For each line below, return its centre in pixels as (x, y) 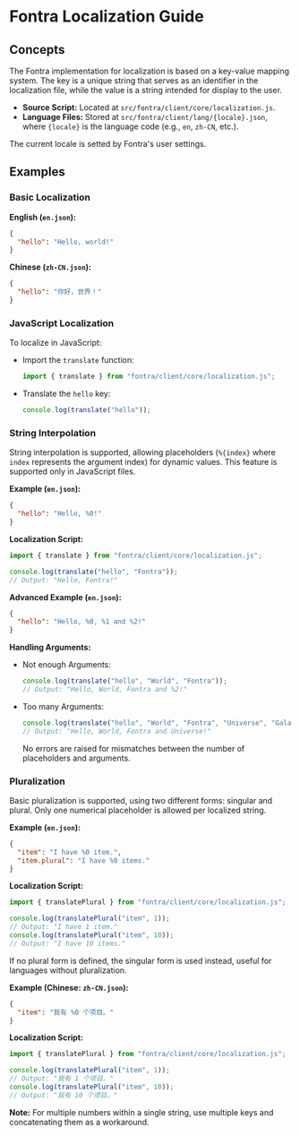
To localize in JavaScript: (56, 343)
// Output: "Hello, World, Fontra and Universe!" (117, 731)
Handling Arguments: (50, 648)
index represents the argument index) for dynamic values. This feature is (143, 462)
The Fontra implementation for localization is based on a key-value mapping (149, 71)
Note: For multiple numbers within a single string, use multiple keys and (141, 1112)
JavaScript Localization (62, 323)
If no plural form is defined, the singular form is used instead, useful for (141, 960)
